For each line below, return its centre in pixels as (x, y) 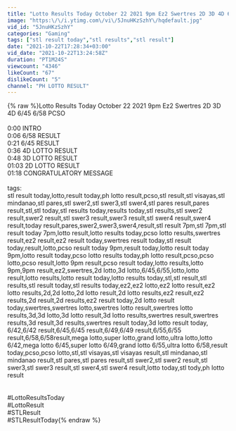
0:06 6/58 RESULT (34, 136)
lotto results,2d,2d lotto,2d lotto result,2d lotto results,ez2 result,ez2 (106, 293)
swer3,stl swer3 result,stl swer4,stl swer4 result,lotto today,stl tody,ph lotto (116, 368)
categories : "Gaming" (39, 33)
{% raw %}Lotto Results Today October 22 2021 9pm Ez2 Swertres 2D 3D (114, 106)
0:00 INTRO (25, 128)
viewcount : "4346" (34, 66)
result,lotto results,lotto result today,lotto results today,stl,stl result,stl (107, 278)
